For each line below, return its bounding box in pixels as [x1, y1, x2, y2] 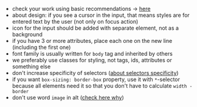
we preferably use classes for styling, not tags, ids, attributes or [12, 57, 172, 63]
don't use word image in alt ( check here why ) [12, 94, 125, 101]
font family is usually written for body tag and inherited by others [12, 50, 173, 57]
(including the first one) [12, 44, 71, 51]
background [12, 31, 43, 38]
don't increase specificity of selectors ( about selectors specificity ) [12, 70, 179, 76]
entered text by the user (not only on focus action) [12, 18, 139, 25]
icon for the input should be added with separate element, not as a [12, 24, 179, 31]
